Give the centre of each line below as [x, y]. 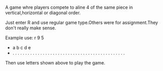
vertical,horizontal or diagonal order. [43, 13]
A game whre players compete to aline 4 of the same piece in [69, 7]
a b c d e [22, 47]
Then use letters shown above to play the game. [55, 63]
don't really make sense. [31, 28]
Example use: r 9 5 [25, 38]
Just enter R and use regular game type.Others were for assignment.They [82, 23]
